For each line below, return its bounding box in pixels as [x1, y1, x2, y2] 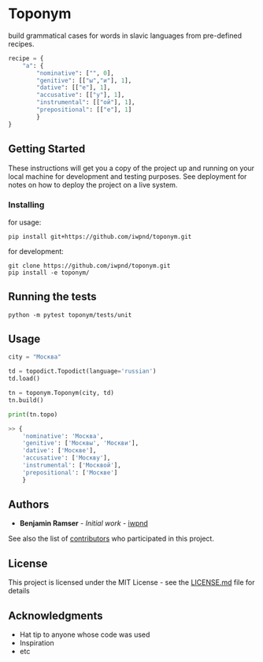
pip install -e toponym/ [8, 269, 90, 277]
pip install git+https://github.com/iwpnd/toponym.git [8, 232, 192, 240]
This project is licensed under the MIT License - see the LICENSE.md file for [8, 578, 255, 587]
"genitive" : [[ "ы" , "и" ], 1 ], [36, 76, 132, 84]
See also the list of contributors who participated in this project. [8, 534, 215, 544]
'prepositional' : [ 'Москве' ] [22, 468, 118, 477]
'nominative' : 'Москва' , [22, 432, 104, 440]
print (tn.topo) [8, 411, 58, 418]
